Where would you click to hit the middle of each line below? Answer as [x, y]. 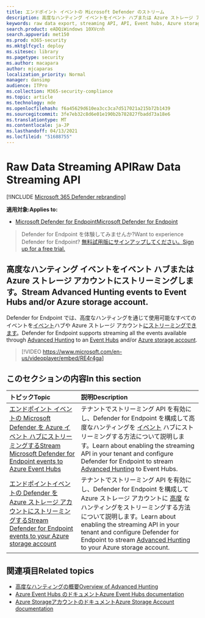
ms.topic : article [30, 97]
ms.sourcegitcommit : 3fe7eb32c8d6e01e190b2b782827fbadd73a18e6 [88, 114]
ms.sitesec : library [33, 52]
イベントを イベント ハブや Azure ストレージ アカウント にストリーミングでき [102, 325]
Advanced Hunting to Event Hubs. [129, 469]
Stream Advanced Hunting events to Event [104, 293]
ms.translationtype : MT [37, 120]
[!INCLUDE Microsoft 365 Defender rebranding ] [66, 196]
